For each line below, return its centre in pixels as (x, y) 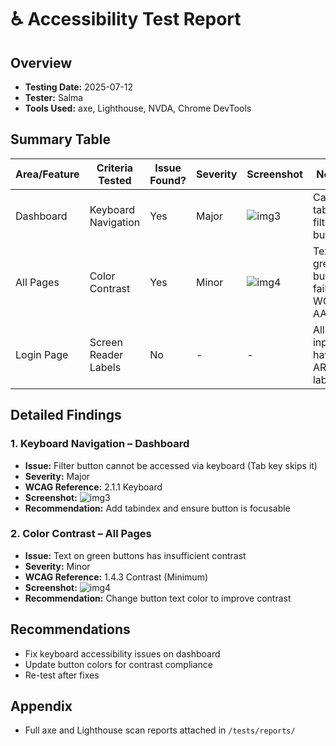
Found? (168, 180)
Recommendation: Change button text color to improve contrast (158, 598)
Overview (41, 62)
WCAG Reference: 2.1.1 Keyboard (93, 487)
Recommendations (70, 629)
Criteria (115, 168)
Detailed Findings (66, 415)
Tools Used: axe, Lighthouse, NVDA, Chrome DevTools (138, 108)
